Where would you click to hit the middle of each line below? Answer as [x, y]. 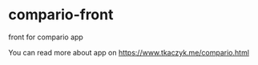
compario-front [61, 15]
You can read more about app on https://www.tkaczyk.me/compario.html [129, 52]
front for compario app [46, 37]
